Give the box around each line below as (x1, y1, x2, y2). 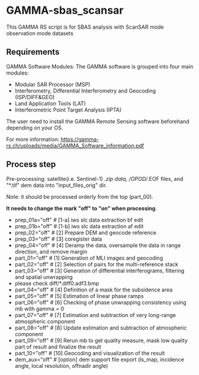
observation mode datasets (6, 29, 73, 36)
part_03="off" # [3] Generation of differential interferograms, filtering (14, 267, 185, 274)
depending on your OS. (6, 124, 64, 131)
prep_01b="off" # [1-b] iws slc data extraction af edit (14, 222, 144, 230)
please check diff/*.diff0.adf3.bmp (14, 279, 99, 287)
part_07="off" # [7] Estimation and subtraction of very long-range (14, 311, 176, 318)
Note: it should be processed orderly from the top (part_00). (6, 193, 154, 200)
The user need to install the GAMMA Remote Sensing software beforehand (6, 118, 189, 125)
